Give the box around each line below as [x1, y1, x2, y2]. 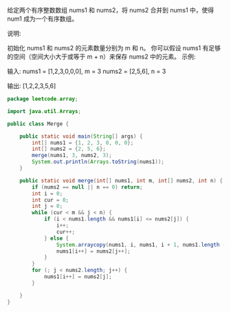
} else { [43, 235, 69, 242]
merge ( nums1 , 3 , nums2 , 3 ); [32, 152, 112, 159]
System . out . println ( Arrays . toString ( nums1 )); [32, 158, 165, 165]
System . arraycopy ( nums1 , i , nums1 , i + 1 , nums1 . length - [56, 241, 226, 248]
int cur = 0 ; [32, 196, 69, 203]
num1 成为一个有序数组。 [7, 14, 78, 23]
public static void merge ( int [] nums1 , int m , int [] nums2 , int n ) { [19, 177, 223, 184]
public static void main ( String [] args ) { [19, 133, 143, 140]
